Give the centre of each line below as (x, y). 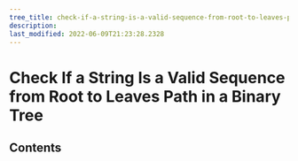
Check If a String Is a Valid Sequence (147, 77)
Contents (35, 147)
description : (33, 26)
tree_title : (31, 17)
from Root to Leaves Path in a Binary (145, 96)
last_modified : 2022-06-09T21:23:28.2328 (87, 34)
